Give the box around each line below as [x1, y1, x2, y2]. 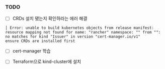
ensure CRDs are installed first [5, 38, 75, 43]
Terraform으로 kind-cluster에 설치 [12, 58, 81, 64]
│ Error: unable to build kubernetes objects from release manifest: [5, 25, 154, 30]
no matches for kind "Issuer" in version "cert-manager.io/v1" [5, 34, 141, 39]
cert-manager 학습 [12, 48, 51, 54]
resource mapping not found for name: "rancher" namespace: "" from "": [5, 30, 161, 35]
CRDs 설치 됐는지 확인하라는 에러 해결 [12, 15, 88, 21]
